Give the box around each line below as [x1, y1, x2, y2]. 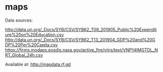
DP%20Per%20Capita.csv [5, 42, 58, 48]
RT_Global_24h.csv [5, 52, 43, 58]
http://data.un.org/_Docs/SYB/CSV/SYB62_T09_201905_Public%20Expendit [5, 26, 157, 32]
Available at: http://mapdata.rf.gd [5, 61, 71, 67]
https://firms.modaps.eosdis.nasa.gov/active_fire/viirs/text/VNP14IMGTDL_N [5, 47, 158, 53]
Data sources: [5, 17, 33, 23]
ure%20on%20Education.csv [5, 32, 64, 37]
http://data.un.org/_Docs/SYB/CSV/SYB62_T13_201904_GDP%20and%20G [5, 36, 156, 42]
